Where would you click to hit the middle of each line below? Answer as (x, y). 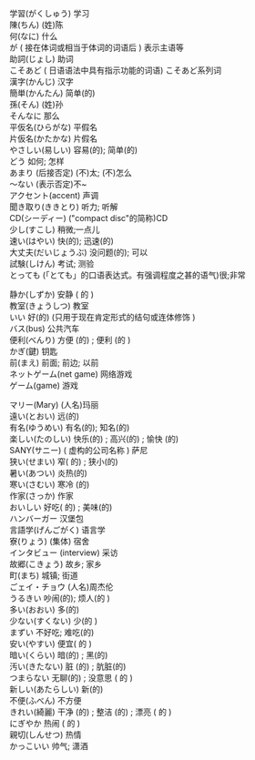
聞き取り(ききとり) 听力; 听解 (64, 207)
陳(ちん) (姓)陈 (36, 25)
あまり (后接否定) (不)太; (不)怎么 (71, 172)
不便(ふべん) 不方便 (46, 700)
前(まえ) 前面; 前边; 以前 (54, 363)
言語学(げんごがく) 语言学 (58, 530)
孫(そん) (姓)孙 (36, 104)
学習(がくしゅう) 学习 (50, 13)
